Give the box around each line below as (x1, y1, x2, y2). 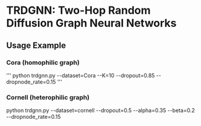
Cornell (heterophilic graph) (6, 93, 90, 101)
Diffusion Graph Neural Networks (6, 16, 177, 30)
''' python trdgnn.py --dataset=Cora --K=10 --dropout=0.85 (6, 71, 155, 79)
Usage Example (6, 40, 66, 50)
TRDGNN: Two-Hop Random (6, 4, 151, 17)
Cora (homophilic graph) (6, 58, 80, 67)
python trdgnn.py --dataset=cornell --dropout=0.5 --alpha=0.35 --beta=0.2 (6, 107, 195, 114)
